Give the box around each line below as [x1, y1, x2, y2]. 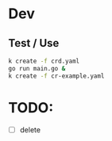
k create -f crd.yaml [8, 57, 80, 65]
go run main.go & [8, 64, 66, 72]
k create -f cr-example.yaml [8, 72, 105, 80]
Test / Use [8, 36, 60, 50]
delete [19, 124, 41, 135]
